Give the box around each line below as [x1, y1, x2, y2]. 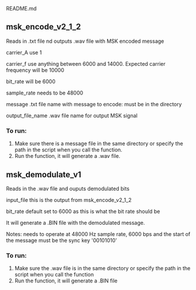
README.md [6, 5, 37, 12]
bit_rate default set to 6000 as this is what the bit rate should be [6, 208, 160, 215]
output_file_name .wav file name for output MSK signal [6, 112, 137, 119]
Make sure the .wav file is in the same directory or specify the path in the [14, 265, 191, 272]
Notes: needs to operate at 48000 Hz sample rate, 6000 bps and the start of [6, 230, 191, 237]
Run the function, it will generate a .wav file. [14, 153, 121, 160]
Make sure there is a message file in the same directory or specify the [14, 140, 183, 147]
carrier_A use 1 [6, 49, 42, 56]
